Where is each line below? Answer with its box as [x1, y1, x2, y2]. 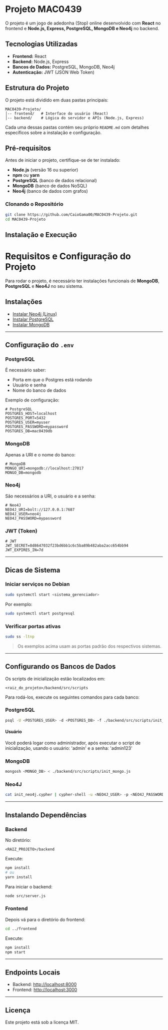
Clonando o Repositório [5, 201, 63, 208]
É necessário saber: [5, 367, 46, 373]
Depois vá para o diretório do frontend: [5, 916, 85, 922]
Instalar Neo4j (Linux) [12, 311, 57, 317]
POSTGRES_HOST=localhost [5, 411, 57, 416]
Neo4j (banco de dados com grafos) [12, 188, 88, 194]
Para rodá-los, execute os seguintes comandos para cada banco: [5, 694, 140, 700]
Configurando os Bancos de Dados [5, 662, 116, 671]
